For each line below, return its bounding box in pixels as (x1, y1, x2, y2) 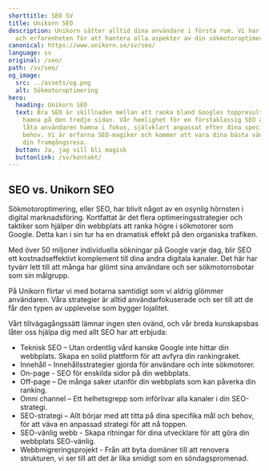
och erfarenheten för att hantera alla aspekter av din (15, 34, 206, 42)
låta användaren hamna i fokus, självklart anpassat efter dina (22, 123, 242, 131)
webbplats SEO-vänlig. (19, 437, 96, 446)
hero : (8, 94, 26, 102)
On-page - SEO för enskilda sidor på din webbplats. (19, 368, 191, 378)
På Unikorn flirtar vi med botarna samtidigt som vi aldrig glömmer (8, 286, 224, 296)
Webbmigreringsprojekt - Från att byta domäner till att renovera (19, 445, 230, 455)
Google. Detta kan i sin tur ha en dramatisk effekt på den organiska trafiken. (8, 230, 258, 240)
